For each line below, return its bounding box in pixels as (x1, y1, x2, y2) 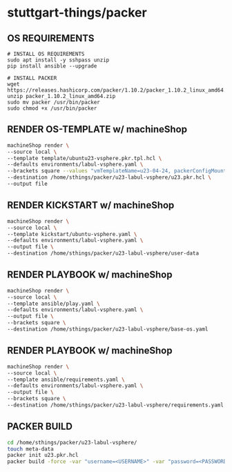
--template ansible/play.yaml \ (7, 300, 100, 307)
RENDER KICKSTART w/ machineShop (7, 199, 175, 211)
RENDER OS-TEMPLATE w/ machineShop (7, 124, 188, 135)
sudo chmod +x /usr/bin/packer (7, 105, 97, 112)
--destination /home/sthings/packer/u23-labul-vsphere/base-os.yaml (7, 326, 209, 333)
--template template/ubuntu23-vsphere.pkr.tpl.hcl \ (7, 155, 162, 161)
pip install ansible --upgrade (7, 63, 97, 70)
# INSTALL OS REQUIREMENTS (7, 50, 85, 57)
